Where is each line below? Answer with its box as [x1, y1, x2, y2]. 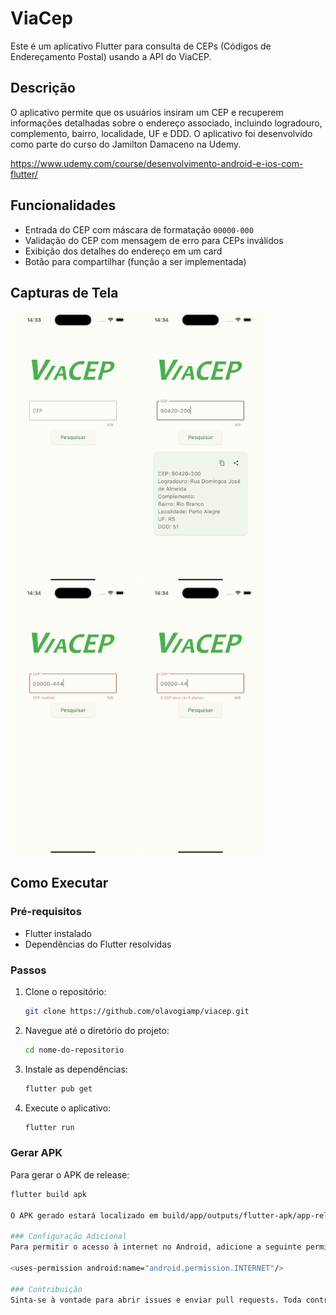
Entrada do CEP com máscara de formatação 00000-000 [24, 223, 254, 236]
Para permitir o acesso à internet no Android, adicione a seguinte [10, 1242, 302, 1252]
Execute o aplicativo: [24, 1102, 112, 1114]
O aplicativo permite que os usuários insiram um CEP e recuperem [10, 106, 284, 118]
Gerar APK [10, 1146, 63, 1160]
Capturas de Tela [10, 284, 119, 301]
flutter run [24, 1122, 75, 1132]
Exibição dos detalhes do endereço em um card [24, 245, 223, 257]
